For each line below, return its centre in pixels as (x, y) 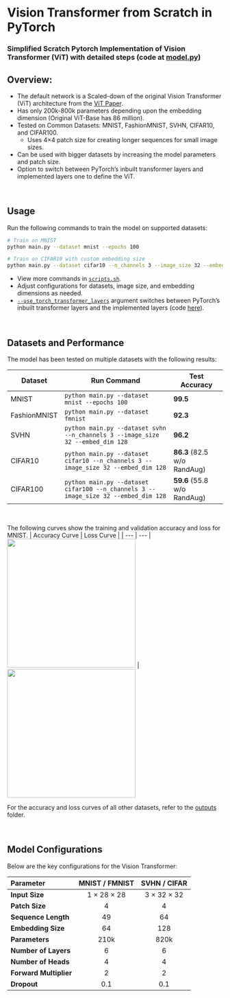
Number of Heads (40, 962)
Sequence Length (40, 917)
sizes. (36, 147)
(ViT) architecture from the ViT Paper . (70, 103)
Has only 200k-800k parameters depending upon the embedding (109, 111)
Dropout (24, 984)
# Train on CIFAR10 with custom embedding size (76, 259)
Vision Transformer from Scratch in (110, 13)
